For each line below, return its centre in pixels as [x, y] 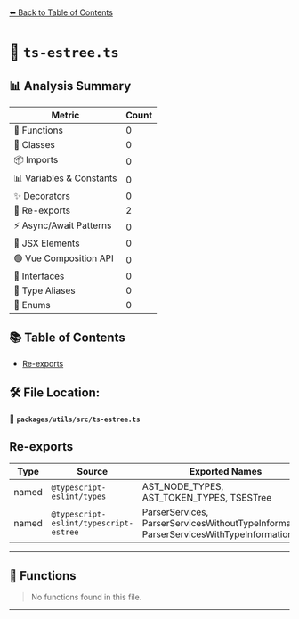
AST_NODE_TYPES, [183, 486]
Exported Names [226, 472]
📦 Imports [36, 160]
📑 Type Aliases [44, 290]
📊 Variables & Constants [65, 178]
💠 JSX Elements [47, 243]
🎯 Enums [32, 305]
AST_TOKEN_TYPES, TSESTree [207, 498]
